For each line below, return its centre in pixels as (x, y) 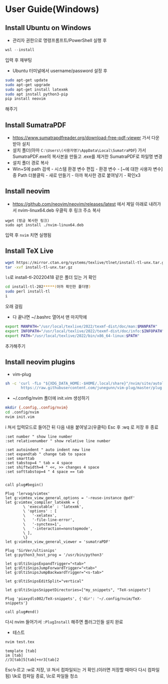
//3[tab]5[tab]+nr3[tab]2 (32, 659)
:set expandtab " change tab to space (45, 454)
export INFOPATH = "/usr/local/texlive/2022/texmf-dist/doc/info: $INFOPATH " (85, 331)
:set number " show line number (39, 437)
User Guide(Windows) (52, 9)
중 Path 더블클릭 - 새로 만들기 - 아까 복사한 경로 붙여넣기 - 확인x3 (76, 175)
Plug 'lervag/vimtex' (28, 493)
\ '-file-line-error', (49, 520)
